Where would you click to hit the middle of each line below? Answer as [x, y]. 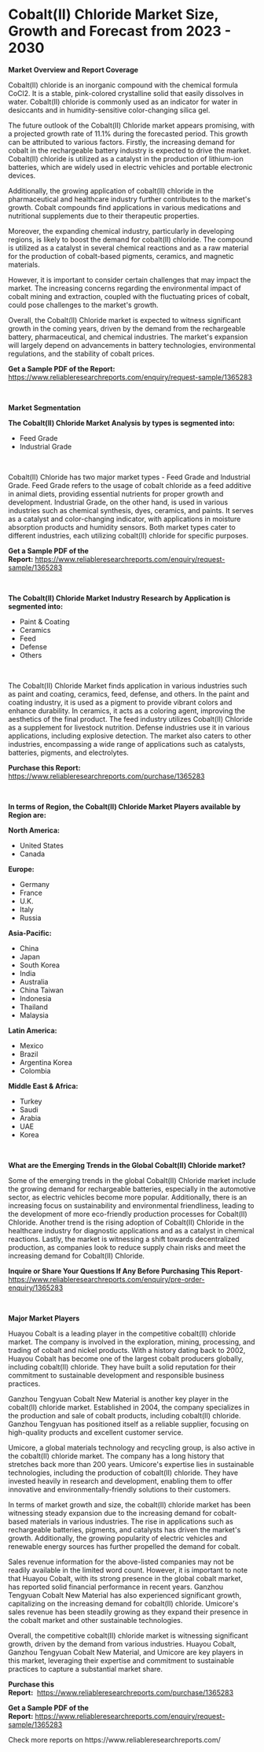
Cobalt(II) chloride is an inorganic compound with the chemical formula [123, 85]
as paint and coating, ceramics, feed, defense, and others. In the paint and [129, 693]
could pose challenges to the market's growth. [83, 305]
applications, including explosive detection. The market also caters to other [130, 736]
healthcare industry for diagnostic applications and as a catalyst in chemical [131, 1230]
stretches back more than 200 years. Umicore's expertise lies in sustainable [131, 1464]
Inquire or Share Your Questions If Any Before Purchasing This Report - [126, 1271]
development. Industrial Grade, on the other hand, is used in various [118, 502]
